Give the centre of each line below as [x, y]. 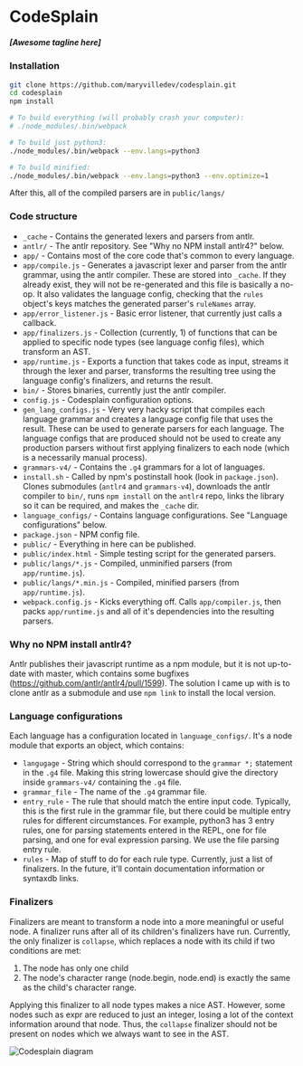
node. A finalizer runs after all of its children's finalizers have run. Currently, [150, 931]
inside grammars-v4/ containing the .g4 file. [102, 782]
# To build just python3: [58, 142]
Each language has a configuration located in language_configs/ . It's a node [151, 736]
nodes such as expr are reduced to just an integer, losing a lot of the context [151, 1014]
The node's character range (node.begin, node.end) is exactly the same [156, 977]
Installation [35, 66]
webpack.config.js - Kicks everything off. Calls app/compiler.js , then [152, 601]
